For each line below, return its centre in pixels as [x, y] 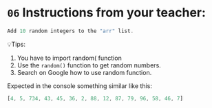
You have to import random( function [69, 58]
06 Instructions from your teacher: [107, 13]
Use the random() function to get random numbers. [89, 65]
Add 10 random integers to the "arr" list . [71, 31]
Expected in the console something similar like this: [80, 86]
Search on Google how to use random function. [84, 72]
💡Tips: [17, 44]
